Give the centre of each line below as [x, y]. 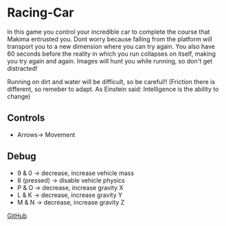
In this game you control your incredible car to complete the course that [109, 32]
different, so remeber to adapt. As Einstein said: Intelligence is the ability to [113, 89]
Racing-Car [41, 13]
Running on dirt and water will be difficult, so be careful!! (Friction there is [111, 81]
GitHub [17, 216]
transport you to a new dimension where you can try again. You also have [111, 46]
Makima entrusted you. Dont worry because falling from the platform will [110, 39]
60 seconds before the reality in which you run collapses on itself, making [112, 54]
